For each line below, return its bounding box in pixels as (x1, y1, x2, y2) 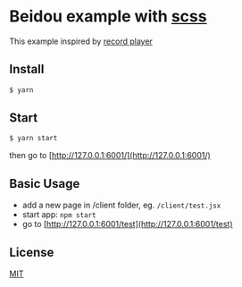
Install (9, 62, 45, 77)
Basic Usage (9, 176, 80, 191)
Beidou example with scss (9, 6, 207, 27)
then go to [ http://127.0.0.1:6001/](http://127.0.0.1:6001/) (9, 150, 212, 161)
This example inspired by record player (9, 36, 154, 46)
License (9, 244, 54, 260)
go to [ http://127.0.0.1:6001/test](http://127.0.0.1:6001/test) (21, 219, 234, 230)
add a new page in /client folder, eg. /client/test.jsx (21, 199, 221, 211)
